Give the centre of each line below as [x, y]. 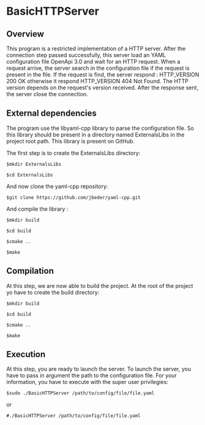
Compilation [30, 271]
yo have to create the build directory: [53, 292]
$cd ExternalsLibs [30, 175]
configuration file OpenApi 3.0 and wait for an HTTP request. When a [93, 62]
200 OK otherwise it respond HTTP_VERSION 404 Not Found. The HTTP [97, 81]
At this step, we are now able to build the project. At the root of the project [100, 285]
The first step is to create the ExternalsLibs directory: [73, 153]
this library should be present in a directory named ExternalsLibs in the [95, 134]
